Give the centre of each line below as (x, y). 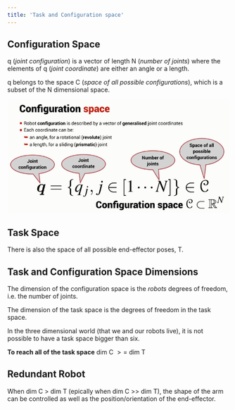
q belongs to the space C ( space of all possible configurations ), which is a (115, 82)
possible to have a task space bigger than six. (74, 338)
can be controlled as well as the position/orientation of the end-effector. (112, 399)
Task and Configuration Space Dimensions (103, 272)
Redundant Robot (46, 374)
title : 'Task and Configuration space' (66, 15)
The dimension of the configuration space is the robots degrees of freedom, (118, 288)
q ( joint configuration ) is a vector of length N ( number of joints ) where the (114, 61)
